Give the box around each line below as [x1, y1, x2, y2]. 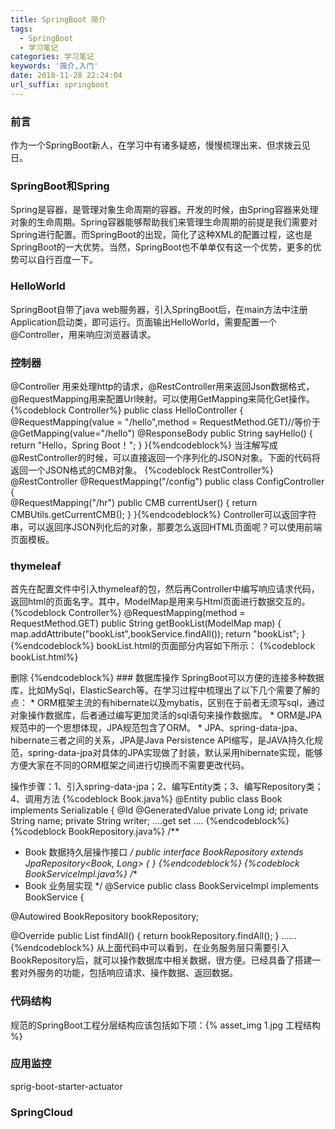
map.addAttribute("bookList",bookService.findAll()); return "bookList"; [10, 628, 300, 640]
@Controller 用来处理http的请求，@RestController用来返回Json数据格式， [10, 380, 315, 392]
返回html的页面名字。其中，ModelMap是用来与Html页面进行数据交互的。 [10, 596, 311, 608]
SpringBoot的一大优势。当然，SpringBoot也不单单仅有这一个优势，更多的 [10, 241, 313, 253]
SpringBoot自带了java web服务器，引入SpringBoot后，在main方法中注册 [10, 303, 308, 315]
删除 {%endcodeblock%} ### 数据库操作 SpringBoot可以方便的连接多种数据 [10, 672, 325, 684]
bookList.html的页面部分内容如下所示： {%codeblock [96, 640, 316, 652]
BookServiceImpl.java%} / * [24, 868, 138, 880]
